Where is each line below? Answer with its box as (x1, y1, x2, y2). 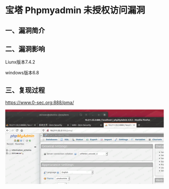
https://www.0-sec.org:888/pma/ (5, 100, 74, 106)
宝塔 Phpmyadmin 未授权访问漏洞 (5, 5, 145, 16)
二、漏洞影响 (5, 45, 45, 53)
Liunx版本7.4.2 (5, 59, 35, 65)
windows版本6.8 (5, 70, 39, 76)
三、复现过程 (5, 86, 45, 94)
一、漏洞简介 (5, 26, 45, 35)
